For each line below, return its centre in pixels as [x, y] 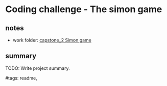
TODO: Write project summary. [38, 68]
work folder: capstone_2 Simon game [52, 40]
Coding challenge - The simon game [84, 9]
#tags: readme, [21, 78]
